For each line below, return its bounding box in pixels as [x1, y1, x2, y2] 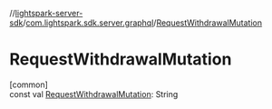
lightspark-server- [15, 8, 83, 18]
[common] [9, 79, 48, 90]
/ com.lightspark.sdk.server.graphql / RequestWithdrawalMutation [22, 17, 263, 28]
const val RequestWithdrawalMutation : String [9, 88, 179, 99]
